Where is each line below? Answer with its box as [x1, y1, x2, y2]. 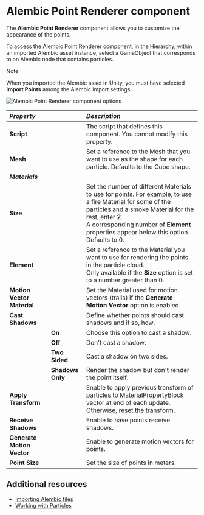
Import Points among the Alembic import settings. [6, 85, 132, 93]
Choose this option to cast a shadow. [86, 328, 192, 337]
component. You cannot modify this [86, 130, 188, 138]
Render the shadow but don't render [86, 365, 190, 374]
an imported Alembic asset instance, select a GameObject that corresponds [6, 49, 196, 56]
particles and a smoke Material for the [86, 205, 194, 214]
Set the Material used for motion [86, 286, 178, 294]
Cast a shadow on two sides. [86, 352, 168, 360]
